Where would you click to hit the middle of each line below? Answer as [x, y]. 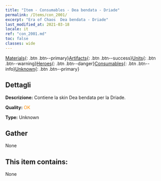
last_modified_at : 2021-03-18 [38, 24]
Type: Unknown [22, 117]
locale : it [17, 29]
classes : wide [20, 44]
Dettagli [18, 85]
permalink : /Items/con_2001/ [36, 15]
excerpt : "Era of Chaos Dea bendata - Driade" [57, 19]
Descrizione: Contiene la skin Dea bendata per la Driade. [66, 97]
